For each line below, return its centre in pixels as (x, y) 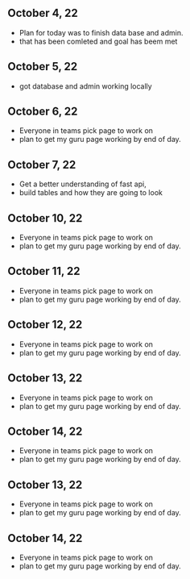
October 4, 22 (43, 13)
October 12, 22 (45, 325)
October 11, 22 (44, 271)
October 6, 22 (43, 112)
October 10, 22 (45, 218)
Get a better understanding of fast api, (83, 184)
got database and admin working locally (85, 86)
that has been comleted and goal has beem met (98, 41)
